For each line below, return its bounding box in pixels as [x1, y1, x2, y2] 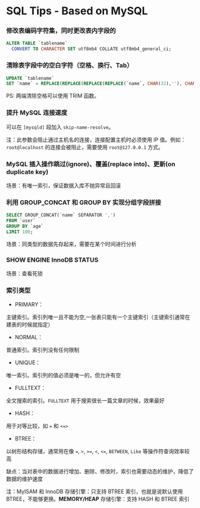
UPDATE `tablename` [6, 75, 55, 81]
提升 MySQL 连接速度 [6, 109, 67, 117]
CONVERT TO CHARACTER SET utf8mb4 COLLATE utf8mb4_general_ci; [11, 46, 171, 52]
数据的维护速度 [6, 475, 43, 482]
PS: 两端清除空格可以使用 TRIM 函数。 [6, 92, 100, 100]
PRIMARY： [14, 301, 43, 308]
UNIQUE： [14, 359, 41, 366]
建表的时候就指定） [6, 321, 54, 329]
